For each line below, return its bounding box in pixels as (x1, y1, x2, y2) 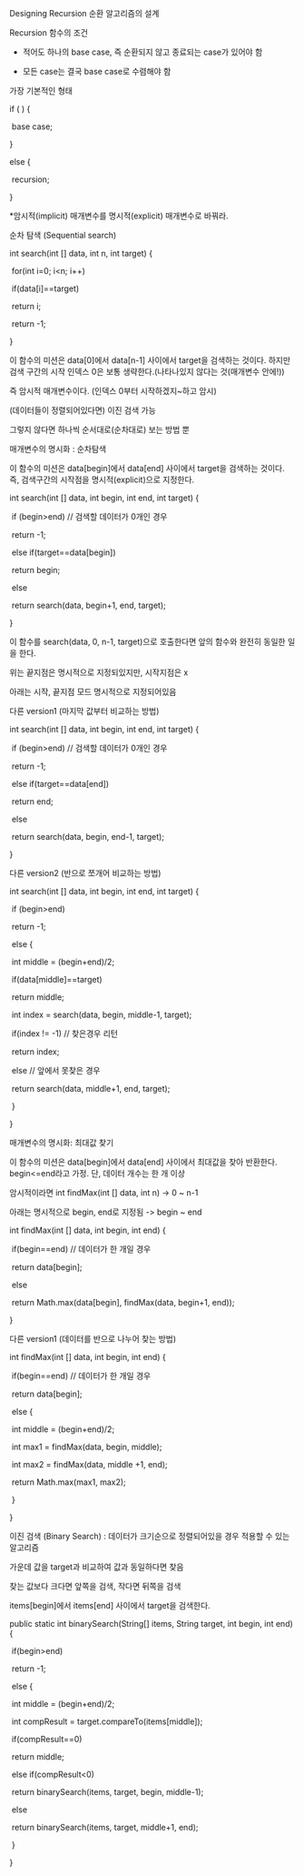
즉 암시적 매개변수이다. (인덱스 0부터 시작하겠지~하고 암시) (9, 386, 218, 396)
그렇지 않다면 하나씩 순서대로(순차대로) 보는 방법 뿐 (9, 424, 191, 435)
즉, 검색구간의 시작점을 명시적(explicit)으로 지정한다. (9, 474, 195, 485)
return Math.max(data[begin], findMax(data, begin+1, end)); (11, 1297, 235, 1307)
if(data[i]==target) (11, 283, 80, 294)
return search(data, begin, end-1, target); (11, 832, 165, 842)
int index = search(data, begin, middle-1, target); (11, 1009, 192, 1020)
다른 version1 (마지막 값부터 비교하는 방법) (9, 706, 160, 716)
